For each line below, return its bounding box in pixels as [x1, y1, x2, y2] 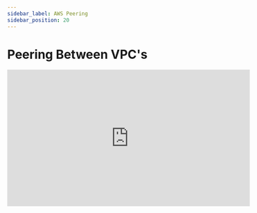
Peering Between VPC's [7, 46, 148, 62]
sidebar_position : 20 [7, 17, 70, 24]
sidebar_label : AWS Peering [7, 10, 89, 17]
